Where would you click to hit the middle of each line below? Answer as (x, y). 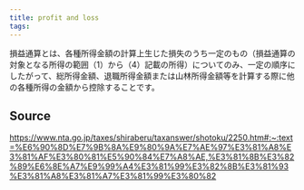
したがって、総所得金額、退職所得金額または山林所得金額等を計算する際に (148, 76)
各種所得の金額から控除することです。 (88, 87)
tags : (20, 26)
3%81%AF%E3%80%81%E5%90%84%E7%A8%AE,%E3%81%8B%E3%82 (152, 157)
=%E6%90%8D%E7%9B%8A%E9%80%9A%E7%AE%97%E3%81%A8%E (151, 147)
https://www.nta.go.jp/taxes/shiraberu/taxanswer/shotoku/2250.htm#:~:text (151, 138)
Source (30, 115)
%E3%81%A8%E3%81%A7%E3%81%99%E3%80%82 (113, 176)
